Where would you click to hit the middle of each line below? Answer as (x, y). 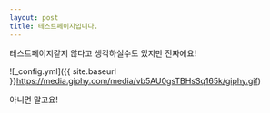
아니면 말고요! (34, 99)
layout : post (34, 18)
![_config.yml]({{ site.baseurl (63, 71)
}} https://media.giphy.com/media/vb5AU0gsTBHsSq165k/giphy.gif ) (135, 80)
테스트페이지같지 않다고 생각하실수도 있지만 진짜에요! (103, 53)
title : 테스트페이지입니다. (54, 26)
